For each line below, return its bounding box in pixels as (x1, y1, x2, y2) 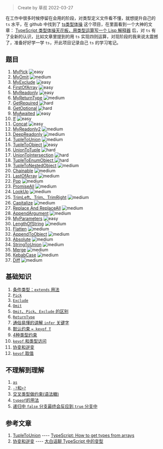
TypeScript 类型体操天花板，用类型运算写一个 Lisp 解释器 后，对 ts (15, 27, 151, 33)
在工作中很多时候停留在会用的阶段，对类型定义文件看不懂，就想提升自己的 (5, 15, 156, 21)
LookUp (12, 188, 29, 194)
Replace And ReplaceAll (12, 205, 61, 211)
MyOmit (12, 74, 29, 80)
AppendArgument (12, 210, 49, 216)
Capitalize (12, 200, 33, 205)
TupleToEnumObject (12, 157, 54, 163)
